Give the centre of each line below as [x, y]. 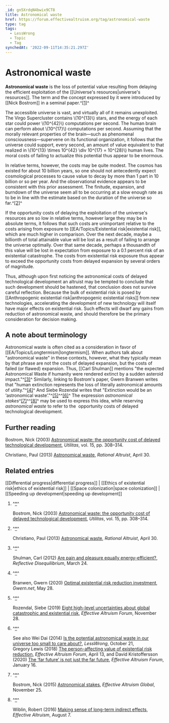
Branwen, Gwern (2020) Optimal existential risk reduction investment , [85, 583]
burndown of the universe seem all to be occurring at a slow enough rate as [84, 192]
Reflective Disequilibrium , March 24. [50, 563]
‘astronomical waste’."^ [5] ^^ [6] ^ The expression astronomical [69, 395]
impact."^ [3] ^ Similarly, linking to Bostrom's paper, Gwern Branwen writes [81, 379]
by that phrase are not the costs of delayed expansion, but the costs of [79, 363]
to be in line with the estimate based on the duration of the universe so [79, 197]
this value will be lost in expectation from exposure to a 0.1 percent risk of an [85, 250]
